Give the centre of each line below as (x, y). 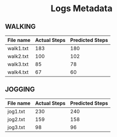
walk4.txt (18, 72)
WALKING (20, 27)
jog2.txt (16, 119)
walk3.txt (18, 64)
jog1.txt (16, 111)
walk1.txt (18, 48)
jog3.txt (16, 127)
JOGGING (20, 89)
